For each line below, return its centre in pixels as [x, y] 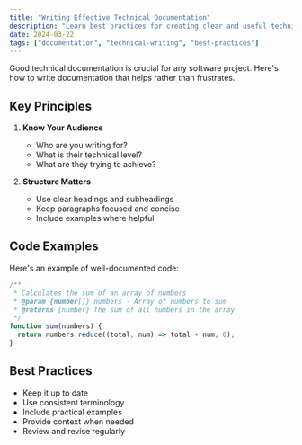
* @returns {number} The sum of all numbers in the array [124, 310]
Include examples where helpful [95, 218]
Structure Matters [57, 182]
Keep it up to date [55, 393]
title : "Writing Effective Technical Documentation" [110, 18]
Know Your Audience [62, 128]
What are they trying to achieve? [96, 165]
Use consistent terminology [73, 402]
